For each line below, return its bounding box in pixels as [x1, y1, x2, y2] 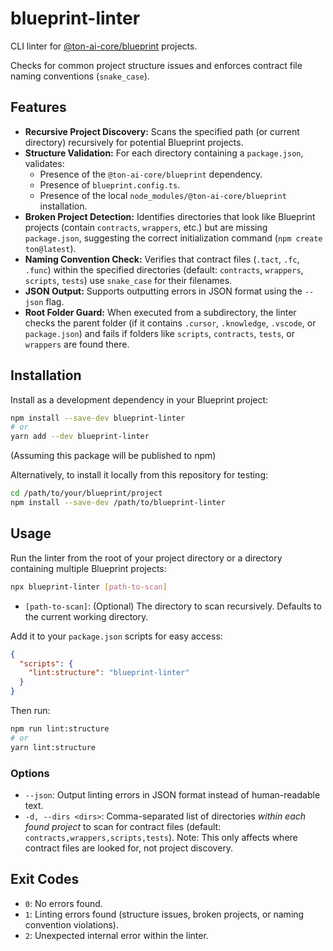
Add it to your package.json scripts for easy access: [10, 630, 223, 642]
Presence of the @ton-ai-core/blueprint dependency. [39, 168, 263, 180]
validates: [24, 157, 65, 169]
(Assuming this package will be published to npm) [10, 450, 217, 462]
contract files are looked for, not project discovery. [24, 842, 234, 854]
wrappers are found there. [24, 338, 130, 350]
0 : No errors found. [24, 897, 103, 909]
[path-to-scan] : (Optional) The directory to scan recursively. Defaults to [24, 600, 322, 612]
